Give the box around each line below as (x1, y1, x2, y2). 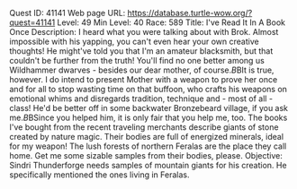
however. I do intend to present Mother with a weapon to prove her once (9, 74, 278, 84)
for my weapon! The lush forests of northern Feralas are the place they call (9, 141, 287, 151)
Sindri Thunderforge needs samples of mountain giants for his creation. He (9, 160, 287, 170)
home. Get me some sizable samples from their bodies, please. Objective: (9, 150, 283, 160)
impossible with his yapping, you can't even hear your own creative (9, 36, 259, 47)
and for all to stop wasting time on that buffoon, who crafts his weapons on (9, 84, 288, 94)
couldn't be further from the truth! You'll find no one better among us (9, 56, 265, 65)
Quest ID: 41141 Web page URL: (9, 8, 126, 18)
